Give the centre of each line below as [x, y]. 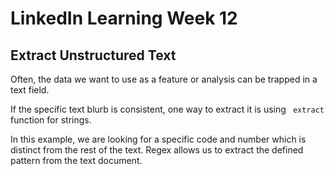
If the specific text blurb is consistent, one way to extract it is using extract [167, 109]
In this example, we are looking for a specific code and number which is [158, 139]
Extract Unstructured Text [93, 55]
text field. [30, 90]
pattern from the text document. [76, 160]
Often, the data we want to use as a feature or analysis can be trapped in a [164, 79]
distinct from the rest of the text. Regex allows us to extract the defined [157, 150]
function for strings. [51, 120]
